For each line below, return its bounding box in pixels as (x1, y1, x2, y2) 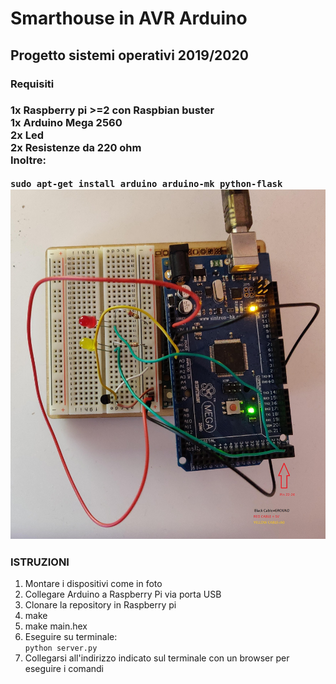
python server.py (24, 643, 98, 654)
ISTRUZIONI (10, 555, 70, 569)
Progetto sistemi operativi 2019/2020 (10, 47, 249, 64)
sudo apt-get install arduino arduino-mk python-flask (10, 178, 283, 189)
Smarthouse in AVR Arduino (10, 7, 248, 30)
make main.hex (24, 620, 88, 632)
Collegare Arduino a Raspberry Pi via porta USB (24, 588, 222, 601)
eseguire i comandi (24, 663, 104, 675)
